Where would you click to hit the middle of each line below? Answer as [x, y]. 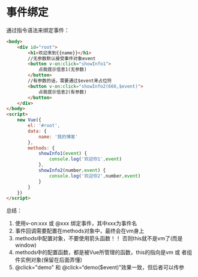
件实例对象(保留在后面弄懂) [49, 260]
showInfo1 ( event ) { [62, 154]
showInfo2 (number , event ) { [72, 170]
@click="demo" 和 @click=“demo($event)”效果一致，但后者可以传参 [100, 267]
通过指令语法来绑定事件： [38, 30]
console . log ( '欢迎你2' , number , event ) [95, 176]
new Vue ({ [29, 120]
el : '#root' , [44, 126]
